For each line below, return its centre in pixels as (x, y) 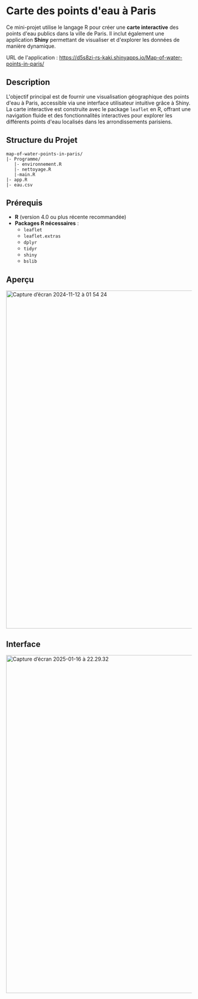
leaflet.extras (42, 236)
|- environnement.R (38, 164)
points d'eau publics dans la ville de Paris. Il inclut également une (85, 33)
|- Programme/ (24, 159)
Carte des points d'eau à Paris (81, 11)
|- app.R (17, 179)
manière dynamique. (31, 46)
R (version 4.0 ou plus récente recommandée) (70, 217)
